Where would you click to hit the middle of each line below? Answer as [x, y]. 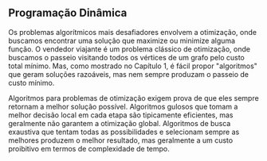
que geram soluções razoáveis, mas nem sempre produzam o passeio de [129, 74]
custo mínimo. [31, 82]
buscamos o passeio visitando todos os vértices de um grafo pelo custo [127, 57]
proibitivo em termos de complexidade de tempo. [89, 148]
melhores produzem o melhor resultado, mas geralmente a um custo [121, 140]
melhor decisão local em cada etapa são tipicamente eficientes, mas [121, 115]
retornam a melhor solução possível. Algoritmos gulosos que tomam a [123, 106]
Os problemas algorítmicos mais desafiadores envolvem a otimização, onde [133, 32]
